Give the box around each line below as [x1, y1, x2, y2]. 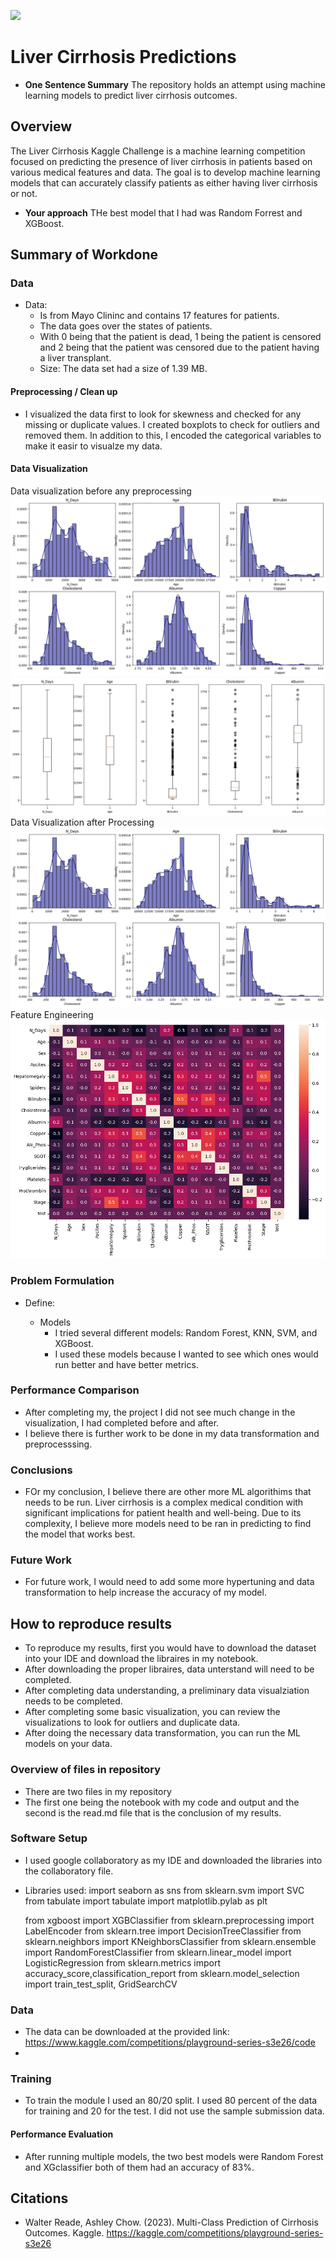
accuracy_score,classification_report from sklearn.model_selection [24, 1967, 300, 1979]
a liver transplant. [39, 352, 112, 364]
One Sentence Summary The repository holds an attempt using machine [24, 78, 326, 90]
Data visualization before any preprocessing [10, 485, 192, 497]
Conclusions [10, 1463, 73, 1477]
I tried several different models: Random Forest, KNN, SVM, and [54, 1326, 318, 1339]
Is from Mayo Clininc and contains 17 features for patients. [39, 310, 280, 322]
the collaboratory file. [24, 1865, 114, 1877]
